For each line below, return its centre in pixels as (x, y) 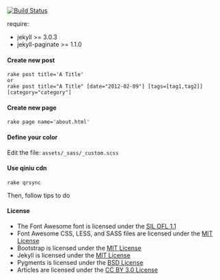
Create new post (31, 60)
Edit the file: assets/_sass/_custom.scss (63, 152)
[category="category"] (39, 92)
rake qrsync (24, 182)
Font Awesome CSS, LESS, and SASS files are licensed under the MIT (115, 233)
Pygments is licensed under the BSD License (80, 263)
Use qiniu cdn (27, 168)
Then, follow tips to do (39, 195)
